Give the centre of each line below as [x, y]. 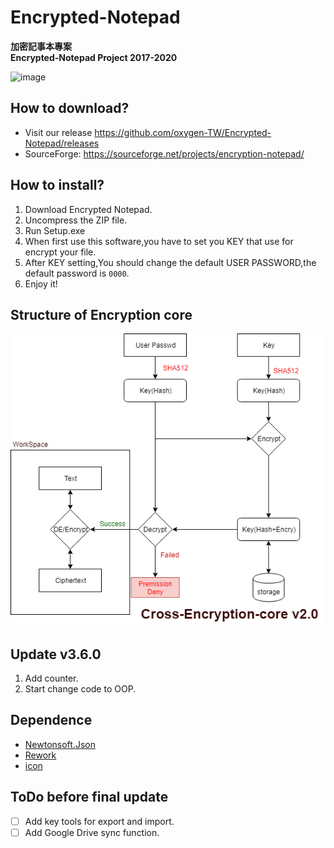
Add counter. [51, 678]
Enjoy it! [41, 283]
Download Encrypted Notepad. [88, 209]
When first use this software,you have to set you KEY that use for [159, 241]
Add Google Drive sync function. [92, 832]
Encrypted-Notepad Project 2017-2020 [94, 57]
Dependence [51, 720]
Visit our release [58, 132]
